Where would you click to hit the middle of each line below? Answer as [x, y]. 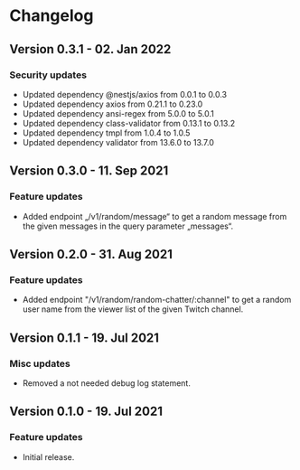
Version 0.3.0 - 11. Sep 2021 [89, 171]
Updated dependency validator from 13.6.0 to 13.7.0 [118, 142]
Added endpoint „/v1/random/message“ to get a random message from [155, 216]
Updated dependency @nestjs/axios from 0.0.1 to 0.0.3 [125, 94]
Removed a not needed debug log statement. [107, 383]
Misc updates [40, 363]
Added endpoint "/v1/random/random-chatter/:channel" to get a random [157, 300]
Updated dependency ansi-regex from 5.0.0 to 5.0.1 [118, 113]
